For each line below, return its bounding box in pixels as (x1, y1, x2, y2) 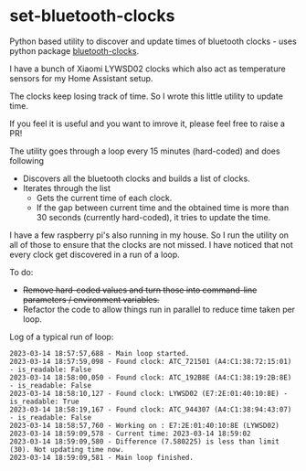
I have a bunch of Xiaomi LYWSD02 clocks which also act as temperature (9, 63, 286, 74)
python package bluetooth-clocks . (9, 45, 140, 56)
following (9, 155, 44, 166)
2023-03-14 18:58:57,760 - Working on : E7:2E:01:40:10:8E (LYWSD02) (9, 421, 280, 430)
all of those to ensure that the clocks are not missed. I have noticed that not (9, 239, 294, 250)
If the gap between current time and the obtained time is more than (36, 202, 290, 213)
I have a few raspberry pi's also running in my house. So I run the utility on (9, 230, 290, 241)
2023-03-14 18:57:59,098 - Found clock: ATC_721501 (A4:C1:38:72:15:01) (9, 357, 292, 366)
